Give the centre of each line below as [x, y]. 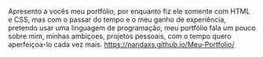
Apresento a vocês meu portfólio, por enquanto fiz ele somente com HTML [129, 11]
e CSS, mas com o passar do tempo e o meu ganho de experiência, [117, 20]
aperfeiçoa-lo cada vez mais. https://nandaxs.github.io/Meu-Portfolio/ [121, 45]
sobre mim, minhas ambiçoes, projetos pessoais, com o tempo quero [120, 36]
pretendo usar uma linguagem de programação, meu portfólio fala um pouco [132, 28]
